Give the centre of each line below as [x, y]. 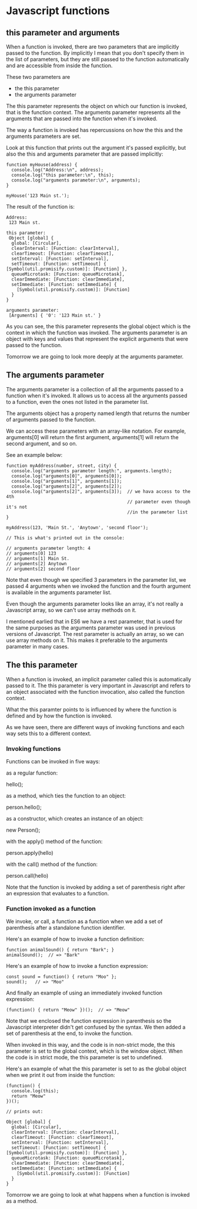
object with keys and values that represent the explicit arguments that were [97, 339]
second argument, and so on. [42, 443]
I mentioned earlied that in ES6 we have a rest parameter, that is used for [94, 621]
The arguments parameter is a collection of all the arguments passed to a [95, 389]
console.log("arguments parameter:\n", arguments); [76, 180]
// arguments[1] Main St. [38, 558]
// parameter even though [159, 502]
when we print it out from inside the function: [61, 1075]
